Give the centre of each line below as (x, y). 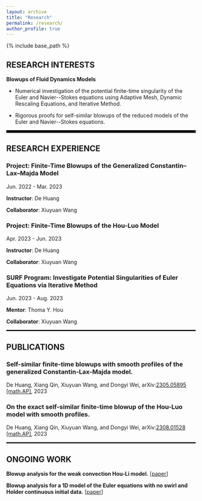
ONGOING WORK (39, 459)
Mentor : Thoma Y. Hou (35, 310)
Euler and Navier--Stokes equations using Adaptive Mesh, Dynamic (98, 98)
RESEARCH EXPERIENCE (54, 149)
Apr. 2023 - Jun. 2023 (34, 239)
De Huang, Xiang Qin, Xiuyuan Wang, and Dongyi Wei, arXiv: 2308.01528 (96, 427)
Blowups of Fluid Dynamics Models (51, 80)
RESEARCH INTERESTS (50, 65)
